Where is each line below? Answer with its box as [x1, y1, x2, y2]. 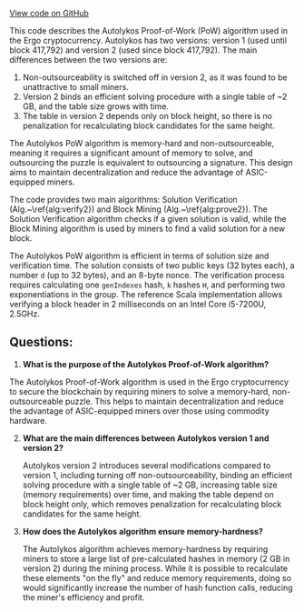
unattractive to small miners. [22, 82, 129, 92]
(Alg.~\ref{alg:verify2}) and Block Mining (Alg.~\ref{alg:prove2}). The [9, 204, 268, 215]
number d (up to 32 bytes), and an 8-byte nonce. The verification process [9, 270, 285, 280]
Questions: [9, 335, 74, 350]
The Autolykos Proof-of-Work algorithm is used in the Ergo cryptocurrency [9, 376, 289, 387]
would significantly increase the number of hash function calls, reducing [22, 582, 293, 593]
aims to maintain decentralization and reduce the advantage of [9, 167, 244, 177]
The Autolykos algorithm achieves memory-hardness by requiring [22, 543, 269, 554]
